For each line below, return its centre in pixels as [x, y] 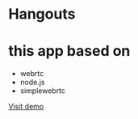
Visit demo [26, 107]
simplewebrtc [43, 91]
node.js [33, 83]
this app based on [69, 51]
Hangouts [42, 14]
